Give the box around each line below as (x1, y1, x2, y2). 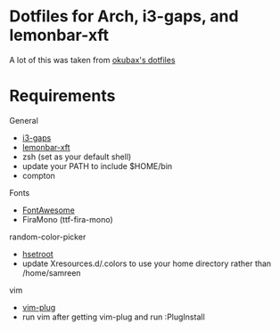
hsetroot (21, 248, 54, 259)
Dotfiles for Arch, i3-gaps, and (9, 6, 239, 27)
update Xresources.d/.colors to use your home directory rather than (21, 258, 272, 269)
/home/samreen (21, 267, 82, 278)
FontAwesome (21, 205, 76, 215)
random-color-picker (9, 231, 86, 242)
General (9, 115, 38, 125)
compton (21, 170, 56, 181)
